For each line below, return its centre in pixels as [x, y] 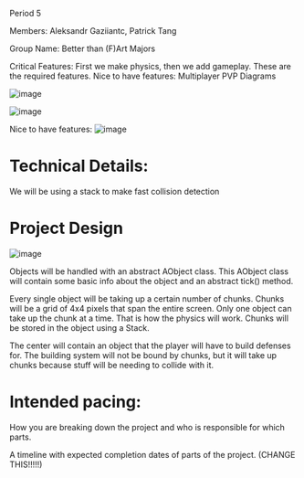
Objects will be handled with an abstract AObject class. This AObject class [149, 271]
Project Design [66, 228]
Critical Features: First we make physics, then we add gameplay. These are [151, 66]
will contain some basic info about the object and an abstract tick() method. [152, 281]
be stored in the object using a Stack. [80, 327]
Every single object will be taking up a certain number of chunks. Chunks [147, 298]
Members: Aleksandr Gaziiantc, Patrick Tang [93, 31]
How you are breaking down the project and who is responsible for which [147, 427]
